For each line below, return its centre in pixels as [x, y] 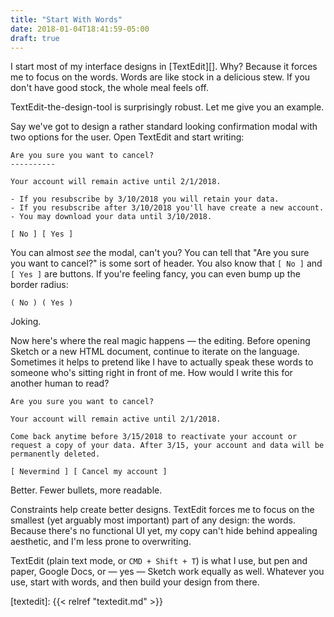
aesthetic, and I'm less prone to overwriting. [101, 542]
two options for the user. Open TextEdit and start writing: [127, 137]
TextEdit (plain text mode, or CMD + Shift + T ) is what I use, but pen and [159, 561]
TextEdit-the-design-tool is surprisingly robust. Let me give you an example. [167, 107]
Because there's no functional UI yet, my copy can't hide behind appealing [164, 531]
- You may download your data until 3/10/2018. [111, 217]
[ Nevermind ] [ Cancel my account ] [89, 472]
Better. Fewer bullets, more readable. [86, 490]
